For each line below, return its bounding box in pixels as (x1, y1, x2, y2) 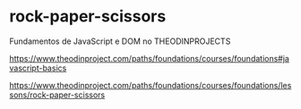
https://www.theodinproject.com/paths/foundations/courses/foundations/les (9, 80, 292, 90)
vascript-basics (9, 63, 67, 73)
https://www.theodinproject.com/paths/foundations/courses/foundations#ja (9, 53, 289, 63)
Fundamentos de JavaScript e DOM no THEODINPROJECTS (9, 36, 231, 46)
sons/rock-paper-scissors (9, 89, 106, 100)
